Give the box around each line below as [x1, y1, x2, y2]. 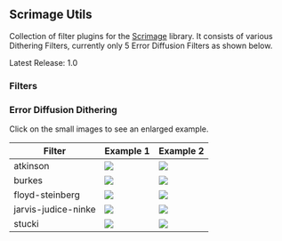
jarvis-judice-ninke [13, 204, 96, 216]
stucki [13, 218, 39, 230]
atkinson [13, 160, 50, 173]
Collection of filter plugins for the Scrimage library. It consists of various [9, 30, 273, 41]
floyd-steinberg [13, 189, 80, 201]
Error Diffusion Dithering [9, 103, 117, 116]
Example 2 [158, 145, 205, 157]
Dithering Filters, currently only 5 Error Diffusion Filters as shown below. [9, 40, 273, 51]
